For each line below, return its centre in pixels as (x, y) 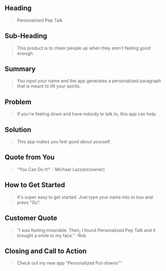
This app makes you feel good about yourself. (64, 142)
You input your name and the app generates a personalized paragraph (89, 81)
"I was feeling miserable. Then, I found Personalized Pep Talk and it (86, 230)
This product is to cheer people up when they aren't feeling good (83, 48)
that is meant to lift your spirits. (49, 86)
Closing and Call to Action (46, 251)
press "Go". (29, 202)
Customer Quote (31, 218)
